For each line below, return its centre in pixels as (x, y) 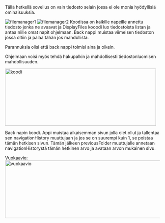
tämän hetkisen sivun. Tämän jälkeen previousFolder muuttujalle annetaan (80, 143)
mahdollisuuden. (22, 62)
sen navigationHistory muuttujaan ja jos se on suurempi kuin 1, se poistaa (79, 138)
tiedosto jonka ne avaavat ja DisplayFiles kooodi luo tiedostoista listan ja (78, 27)
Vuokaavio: (16, 158)
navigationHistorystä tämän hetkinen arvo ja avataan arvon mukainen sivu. (81, 148)
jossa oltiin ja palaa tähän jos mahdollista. (47, 37)
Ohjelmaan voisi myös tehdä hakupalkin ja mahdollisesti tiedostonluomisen (81, 56)
